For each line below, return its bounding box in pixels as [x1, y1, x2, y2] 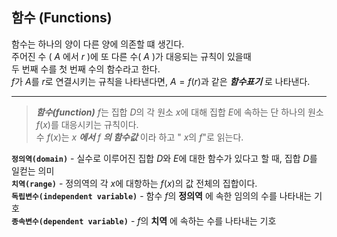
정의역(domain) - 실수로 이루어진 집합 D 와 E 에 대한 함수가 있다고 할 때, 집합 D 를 [11, 152, 318, 164]
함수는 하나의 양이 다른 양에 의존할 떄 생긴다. [11, 38, 185, 50]
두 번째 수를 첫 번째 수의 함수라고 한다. [11, 63, 161, 75]
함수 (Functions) [11, 9, 113, 27]
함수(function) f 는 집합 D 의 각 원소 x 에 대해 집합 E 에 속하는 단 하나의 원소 [35, 106, 324, 118]
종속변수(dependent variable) [11, 216, 129, 227]
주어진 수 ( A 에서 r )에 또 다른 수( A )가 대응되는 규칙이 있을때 [11, 50, 252, 62]
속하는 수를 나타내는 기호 [179, 214, 277, 227]
